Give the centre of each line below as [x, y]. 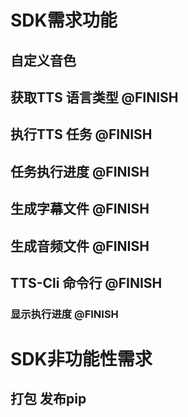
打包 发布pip [48, 399]
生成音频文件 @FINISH [80, 246]
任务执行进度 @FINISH [80, 171]
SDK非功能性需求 [81, 359]
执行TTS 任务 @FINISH [81, 134]
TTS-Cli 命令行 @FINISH [86, 282]
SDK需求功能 [64, 20]
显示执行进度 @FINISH [64, 314]
